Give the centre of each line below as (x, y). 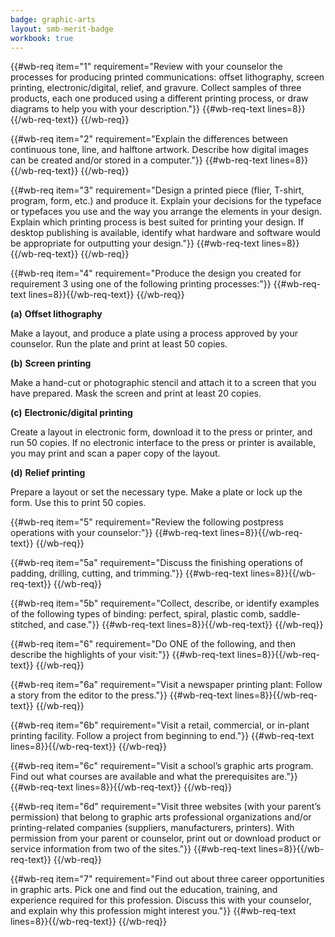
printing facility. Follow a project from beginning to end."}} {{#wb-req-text (162, 736)
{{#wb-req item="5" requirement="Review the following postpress (147, 522)
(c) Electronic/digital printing (71, 413)
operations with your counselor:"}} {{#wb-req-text (114, 533)
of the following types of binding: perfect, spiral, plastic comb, (138, 614)
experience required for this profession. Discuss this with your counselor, (161, 900)
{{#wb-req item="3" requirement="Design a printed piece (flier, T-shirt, (157, 190)
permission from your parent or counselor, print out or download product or (166, 838)
